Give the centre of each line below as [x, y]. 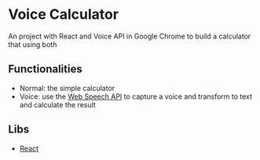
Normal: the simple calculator [67, 88]
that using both [33, 44]
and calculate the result [57, 104]
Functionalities [45, 69]
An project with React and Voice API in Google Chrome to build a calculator [130, 36]
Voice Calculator [64, 15]
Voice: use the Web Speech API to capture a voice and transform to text [136, 96]
